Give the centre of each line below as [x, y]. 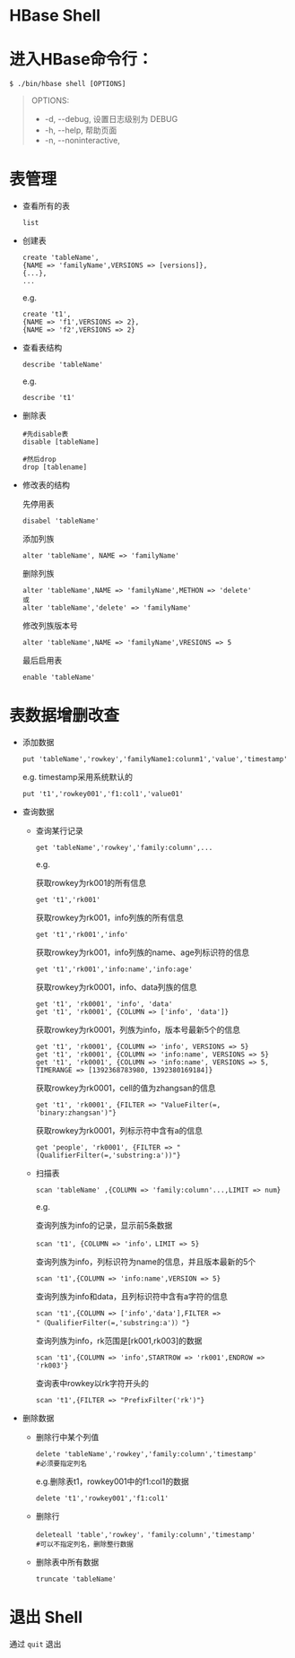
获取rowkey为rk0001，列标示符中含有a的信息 [119, 1130]
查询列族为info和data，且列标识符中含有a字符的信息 [132, 1296]
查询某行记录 [59, 831]
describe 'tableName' [62, 365]
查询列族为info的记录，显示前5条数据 [104, 1225]
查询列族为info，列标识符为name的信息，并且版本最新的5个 [146, 1262]
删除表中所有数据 [67, 1562]
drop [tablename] [55, 467]
